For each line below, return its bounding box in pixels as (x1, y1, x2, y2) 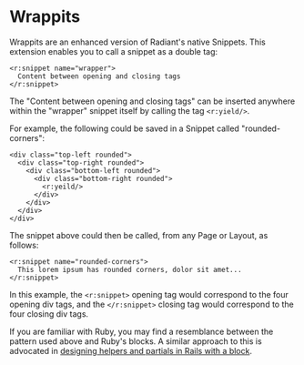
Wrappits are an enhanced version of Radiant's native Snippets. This (9, 36, 266, 47)
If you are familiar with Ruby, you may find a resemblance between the (9, 326, 274, 337)
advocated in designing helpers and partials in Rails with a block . (9, 345, 253, 356)
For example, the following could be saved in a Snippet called (9, 123, 239, 134)
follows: (9, 239, 39, 250)
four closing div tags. (9, 308, 89, 319)
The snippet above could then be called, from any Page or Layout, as (9, 229, 269, 240)
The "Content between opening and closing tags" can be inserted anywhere (9, 96, 296, 106)
